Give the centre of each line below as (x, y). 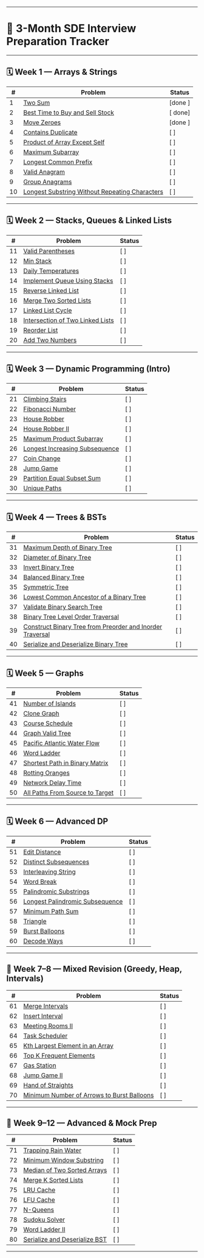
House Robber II (46, 429)
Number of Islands (49, 704)
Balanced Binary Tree (54, 577)
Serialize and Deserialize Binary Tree (76, 644)
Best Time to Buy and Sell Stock (69, 112)
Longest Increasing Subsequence (71, 449)
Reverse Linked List (51, 290)
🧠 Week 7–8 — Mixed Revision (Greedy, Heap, (94, 969)
